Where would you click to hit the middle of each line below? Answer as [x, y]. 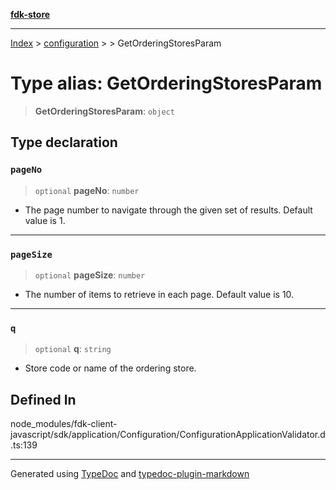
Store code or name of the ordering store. [110, 368]
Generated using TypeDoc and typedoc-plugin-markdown [130, 474]
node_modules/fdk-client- [64, 424]
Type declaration [64, 142]
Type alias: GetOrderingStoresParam [166, 83]
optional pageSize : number [90, 275]
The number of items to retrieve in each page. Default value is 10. [159, 294]
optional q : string [73, 349]
